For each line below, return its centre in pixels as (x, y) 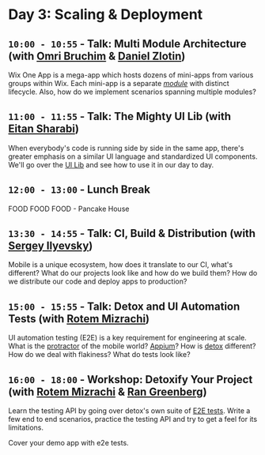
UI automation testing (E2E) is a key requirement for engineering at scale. (127, 338)
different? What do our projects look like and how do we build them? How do (133, 273)
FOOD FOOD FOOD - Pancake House (69, 209)
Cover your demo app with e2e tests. (68, 443)
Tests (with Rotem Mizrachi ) (79, 319)
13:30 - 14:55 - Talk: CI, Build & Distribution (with (132, 233)
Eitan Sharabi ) (44, 129)
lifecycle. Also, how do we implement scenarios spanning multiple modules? (132, 92)
